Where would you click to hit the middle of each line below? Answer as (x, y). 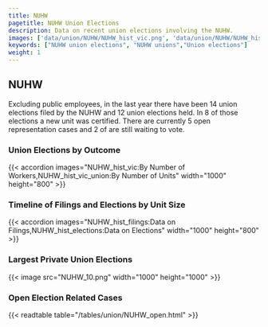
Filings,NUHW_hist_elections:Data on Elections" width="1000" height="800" (134, 231)
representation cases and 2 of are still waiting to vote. (97, 129)
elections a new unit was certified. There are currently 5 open (110, 121)
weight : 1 (25, 53)
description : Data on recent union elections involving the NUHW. (121, 30)
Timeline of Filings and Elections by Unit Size (97, 205)
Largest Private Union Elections (71, 259)
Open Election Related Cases (65, 298)
